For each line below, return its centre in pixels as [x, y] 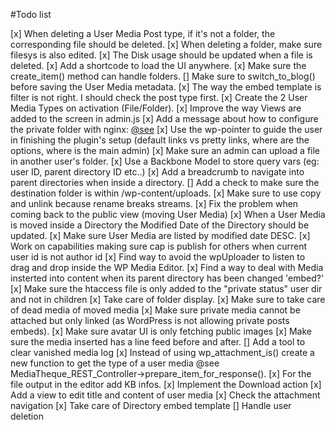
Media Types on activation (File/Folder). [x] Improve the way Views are [156, 108]
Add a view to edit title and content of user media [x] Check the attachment [165, 395]
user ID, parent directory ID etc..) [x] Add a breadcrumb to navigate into [157, 172]
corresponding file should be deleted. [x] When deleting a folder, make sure [166, 44]
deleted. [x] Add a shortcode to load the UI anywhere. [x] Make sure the [158, 65]
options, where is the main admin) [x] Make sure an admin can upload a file [165, 150]
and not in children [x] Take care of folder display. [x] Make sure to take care [168, 299]
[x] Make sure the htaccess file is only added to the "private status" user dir [166, 288]
